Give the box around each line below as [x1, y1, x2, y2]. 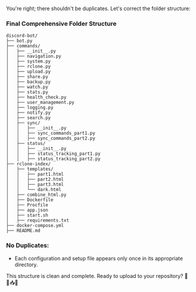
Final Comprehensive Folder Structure [6, 19, 117, 28]
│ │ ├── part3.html [6, 182, 64, 188]
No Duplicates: [6, 242, 50, 250]
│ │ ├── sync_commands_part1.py [6, 130, 95, 137]
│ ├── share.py [6, 74, 49, 80]
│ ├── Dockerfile [6, 197, 54, 203]
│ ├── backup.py [6, 79, 51, 85]
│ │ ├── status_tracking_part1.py [6, 151, 101, 157]
